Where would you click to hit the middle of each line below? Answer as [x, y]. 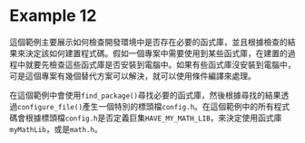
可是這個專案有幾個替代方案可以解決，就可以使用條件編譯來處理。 [133, 76]
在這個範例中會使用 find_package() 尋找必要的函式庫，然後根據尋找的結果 [145, 95]
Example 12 [53, 16]
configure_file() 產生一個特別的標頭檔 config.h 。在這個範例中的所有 [146, 106]
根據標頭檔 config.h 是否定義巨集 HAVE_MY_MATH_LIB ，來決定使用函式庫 [153, 118]
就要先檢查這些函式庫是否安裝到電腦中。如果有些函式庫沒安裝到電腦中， [160, 64]
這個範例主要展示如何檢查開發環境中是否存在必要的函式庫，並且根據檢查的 [148, 42]
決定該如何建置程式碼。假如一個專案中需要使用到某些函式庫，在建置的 [156, 53]
